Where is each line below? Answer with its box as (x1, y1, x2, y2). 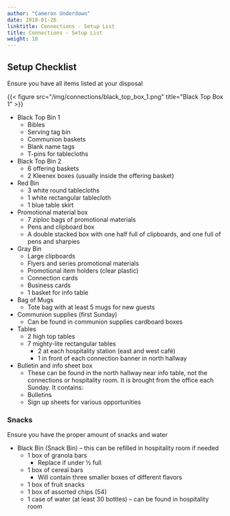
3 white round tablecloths (27, 186, 100, 194)
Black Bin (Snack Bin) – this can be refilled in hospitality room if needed (16, 444, 219, 452)
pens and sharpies (27, 237, 80, 245)
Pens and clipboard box (27, 223, 95, 231)
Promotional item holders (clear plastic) (27, 266, 139, 275)
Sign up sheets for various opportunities (27, 398, 141, 406)
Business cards (27, 281, 71, 289)
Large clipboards (27, 251, 76, 260)
